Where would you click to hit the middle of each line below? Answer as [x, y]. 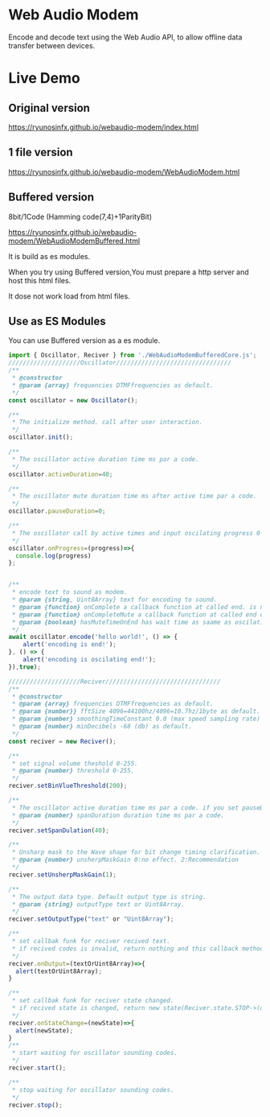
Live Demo [44, 78]
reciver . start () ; [37, 1068]
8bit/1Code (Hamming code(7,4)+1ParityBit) [80, 216]
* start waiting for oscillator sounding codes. [95, 1053]
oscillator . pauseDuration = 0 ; [57, 511]
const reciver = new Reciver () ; [62, 741]
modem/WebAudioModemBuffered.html [74, 241]
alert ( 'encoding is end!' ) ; [70, 645]
